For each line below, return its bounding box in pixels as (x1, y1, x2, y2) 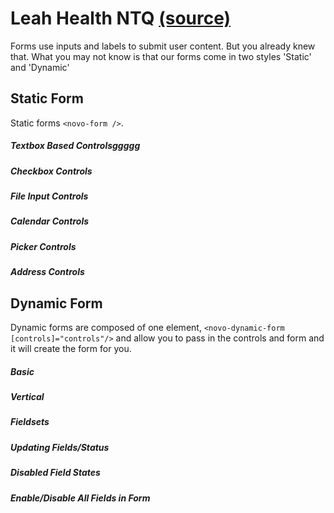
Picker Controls (10, 240, 77, 252)
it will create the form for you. (10, 343, 132, 355)
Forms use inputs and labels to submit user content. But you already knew (10, 40, 316, 52)
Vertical (10, 391, 45, 402)
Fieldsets (10, 416, 50, 428)
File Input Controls (10, 190, 89, 202)
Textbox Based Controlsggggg (10, 140, 141, 152)
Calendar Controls (10, 215, 90, 227)
